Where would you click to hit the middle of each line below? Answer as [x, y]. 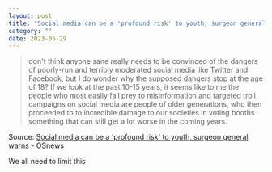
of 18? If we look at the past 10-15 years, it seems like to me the [134, 87]
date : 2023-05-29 [38, 38]
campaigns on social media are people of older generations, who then [145, 104]
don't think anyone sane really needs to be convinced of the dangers [143, 61]
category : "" [30, 31]
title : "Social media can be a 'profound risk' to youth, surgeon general [137, 23]
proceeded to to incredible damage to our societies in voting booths [141, 113]
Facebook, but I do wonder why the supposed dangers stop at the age [145, 78]
